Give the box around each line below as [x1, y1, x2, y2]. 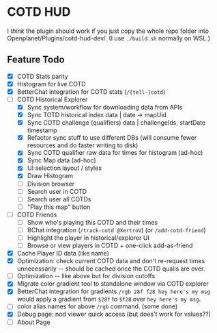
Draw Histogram [27, 172, 74, 180]
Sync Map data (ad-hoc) [27, 156, 97, 164]
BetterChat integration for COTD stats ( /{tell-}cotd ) [16, 87, 166, 96]
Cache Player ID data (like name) [16, 249, 109, 258]
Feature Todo [7, 54, 65, 66]
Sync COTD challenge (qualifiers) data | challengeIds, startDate [27, 119, 206, 127]
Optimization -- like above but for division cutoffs [16, 272, 156, 280]
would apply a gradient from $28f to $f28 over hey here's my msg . [16, 295, 201, 304]
